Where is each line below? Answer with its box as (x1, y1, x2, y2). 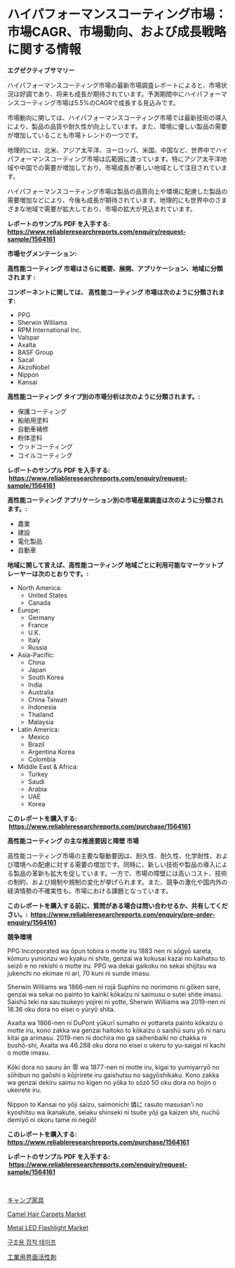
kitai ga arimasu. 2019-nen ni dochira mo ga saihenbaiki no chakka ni (7, 1033, 207, 1042)
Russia (27, 643, 48, 651)
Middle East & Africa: (17, 762, 79, 770)
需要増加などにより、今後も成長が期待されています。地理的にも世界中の (7, 196, 215, 204)
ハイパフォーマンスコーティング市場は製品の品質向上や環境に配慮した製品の (7, 187, 228, 195)
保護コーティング (17, 407, 67, 415)
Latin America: (17, 725, 60, 733)
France (27, 620, 49, 629)
